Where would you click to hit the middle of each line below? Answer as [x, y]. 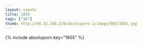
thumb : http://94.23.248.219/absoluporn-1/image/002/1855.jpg [71, 23]
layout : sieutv [21, 10]
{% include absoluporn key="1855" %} [45, 38]
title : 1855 [17, 14]
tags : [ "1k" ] [19, 19]
